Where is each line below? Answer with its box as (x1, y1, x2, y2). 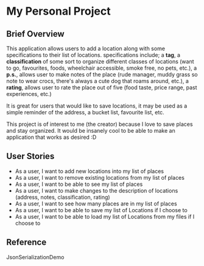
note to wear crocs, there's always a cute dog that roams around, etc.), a (6, 78, 189, 84)
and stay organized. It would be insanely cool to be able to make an (6, 127, 175, 134)
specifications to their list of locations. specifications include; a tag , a (6, 51, 181, 59)
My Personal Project (6, 4, 111, 18)
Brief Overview (6, 29, 65, 39)
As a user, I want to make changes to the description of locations (15, 187, 178, 194)
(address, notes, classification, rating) (15, 193, 111, 201)
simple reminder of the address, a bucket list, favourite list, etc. (6, 109, 164, 116)
